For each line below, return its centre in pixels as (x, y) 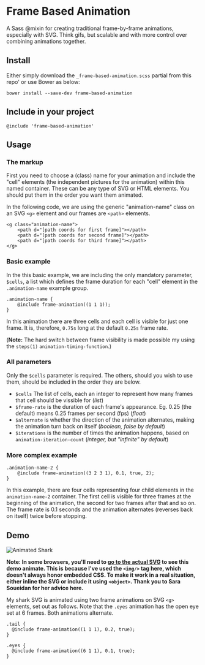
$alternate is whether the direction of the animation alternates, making (105, 420)
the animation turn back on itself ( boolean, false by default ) (90, 426)
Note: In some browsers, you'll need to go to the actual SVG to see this (98, 561)
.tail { (16, 624)
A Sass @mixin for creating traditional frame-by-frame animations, (90, 28)
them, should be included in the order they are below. (73, 382)
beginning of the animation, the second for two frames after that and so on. (101, 503)
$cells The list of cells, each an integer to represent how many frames (104, 393)
